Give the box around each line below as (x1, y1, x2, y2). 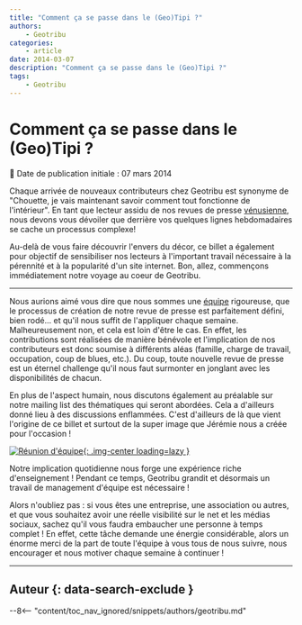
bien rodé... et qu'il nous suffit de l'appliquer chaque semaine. (9, 314, 239, 325)
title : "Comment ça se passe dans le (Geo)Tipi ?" (9, 13, 203, 23)
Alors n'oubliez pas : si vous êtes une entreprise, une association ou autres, (9, 499, 289, 510)
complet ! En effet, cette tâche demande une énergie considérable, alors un (9, 528, 289, 539)
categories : (9, 38, 54, 48)
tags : (9, 72, 30, 81)
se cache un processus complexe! (9, 223, 137, 234)
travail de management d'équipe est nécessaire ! (9, 482, 191, 493)
